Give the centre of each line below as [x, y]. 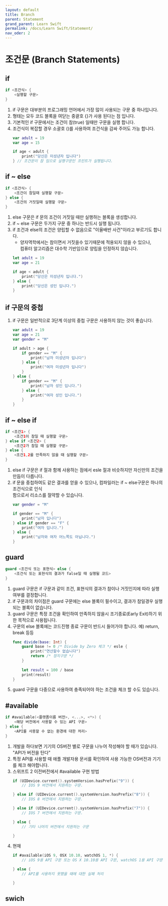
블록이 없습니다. [37, 607]
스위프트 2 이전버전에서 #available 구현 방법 [56, 771]
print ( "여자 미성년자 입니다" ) [59, 367]
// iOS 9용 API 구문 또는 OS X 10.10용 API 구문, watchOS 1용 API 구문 [92, 860]
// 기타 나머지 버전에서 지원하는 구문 [55, 827]
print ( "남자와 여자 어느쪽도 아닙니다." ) [59, 537]
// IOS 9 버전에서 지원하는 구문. [52, 785]
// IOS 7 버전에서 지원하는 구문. [52, 813]
